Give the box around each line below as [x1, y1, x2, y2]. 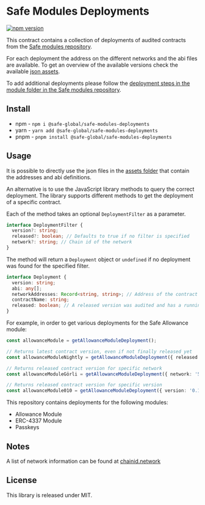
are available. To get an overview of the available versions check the [6, 61, 178, 68]
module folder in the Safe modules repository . [6, 86, 121, 93]
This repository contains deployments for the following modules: [6, 399, 168, 406]
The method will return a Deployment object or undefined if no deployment [6, 256, 191, 263]
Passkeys [15, 424, 40, 431]
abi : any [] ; [12, 286, 43, 292]
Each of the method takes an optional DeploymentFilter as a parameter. [6, 210, 186, 218]
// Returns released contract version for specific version [6, 382, 163, 388]
